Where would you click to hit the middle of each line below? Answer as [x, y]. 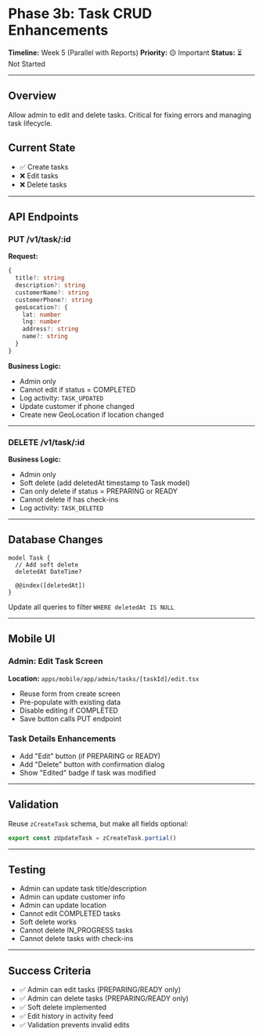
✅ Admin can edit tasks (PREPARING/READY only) [100, 990]
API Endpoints [43, 217]
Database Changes [56, 540]
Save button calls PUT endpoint [70, 718]
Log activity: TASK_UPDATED [61, 398]
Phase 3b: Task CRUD [80, 14]
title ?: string [40, 278]
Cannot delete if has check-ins [69, 500]
